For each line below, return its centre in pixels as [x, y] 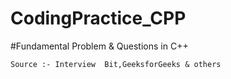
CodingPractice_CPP [98, 18]
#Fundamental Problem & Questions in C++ [99, 46]
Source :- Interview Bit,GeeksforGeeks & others [116, 64]
